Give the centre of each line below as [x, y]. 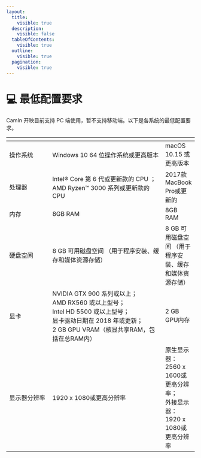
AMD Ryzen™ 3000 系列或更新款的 [101, 188]
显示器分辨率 [28, 398]
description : [28, 28]
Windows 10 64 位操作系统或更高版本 [106, 155]
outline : [22, 51]
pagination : [27, 62]
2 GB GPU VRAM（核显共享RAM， [101, 330]
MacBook [178, 182]
